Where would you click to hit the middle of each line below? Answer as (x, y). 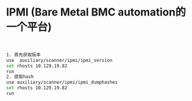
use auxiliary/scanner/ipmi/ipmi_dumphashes (62, 83)
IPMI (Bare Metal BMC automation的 (96, 12)
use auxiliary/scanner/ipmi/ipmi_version (59, 60)
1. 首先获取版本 (23, 55)
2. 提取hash (20, 77)
